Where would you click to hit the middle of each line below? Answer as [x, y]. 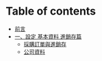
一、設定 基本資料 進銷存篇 [48, 36]
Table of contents [51, 11]
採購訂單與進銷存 [45, 44]
